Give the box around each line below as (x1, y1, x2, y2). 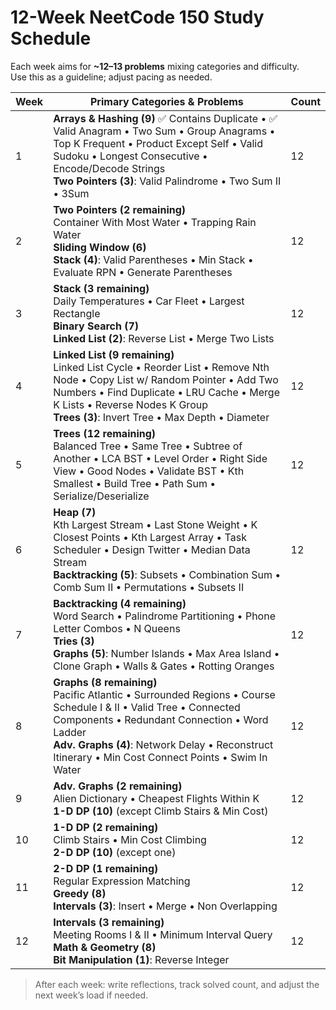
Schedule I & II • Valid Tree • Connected (53, 700, 241, 714)
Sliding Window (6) (53, 240, 147, 254)
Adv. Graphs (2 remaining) (53, 779, 183, 793)
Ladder (53, 725, 87, 739)
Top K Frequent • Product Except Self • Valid (53, 136, 263, 150)
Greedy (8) (53, 886, 107, 900)
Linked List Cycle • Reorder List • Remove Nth (53, 360, 270, 374)
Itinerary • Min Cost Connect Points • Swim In (53, 750, 268, 764)
